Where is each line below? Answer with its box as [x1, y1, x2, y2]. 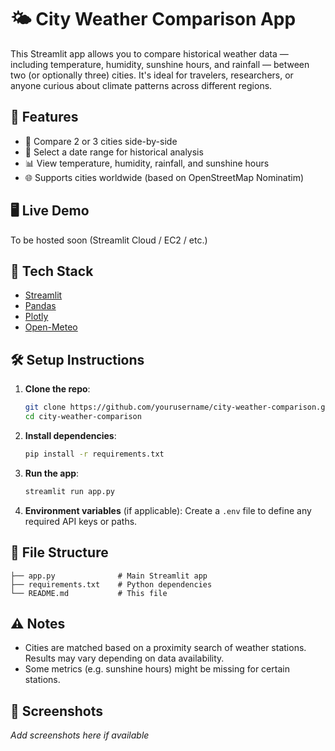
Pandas [24, 300, 57, 312]
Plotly [24, 311, 49, 323]
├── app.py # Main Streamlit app [10, 571, 208, 581]
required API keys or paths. [24, 515, 138, 527]
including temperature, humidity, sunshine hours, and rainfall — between [10, 58, 310, 70]
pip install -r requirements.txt [24, 449, 165, 459]
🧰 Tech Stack [10, 262, 94, 280]
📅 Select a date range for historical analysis [24, 146, 204, 158]
